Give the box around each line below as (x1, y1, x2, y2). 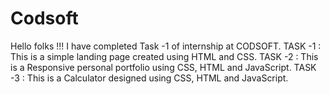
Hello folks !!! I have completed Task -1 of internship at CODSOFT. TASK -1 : (10, 40, 322, 52)
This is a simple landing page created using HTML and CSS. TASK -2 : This (10, 50, 319, 62)
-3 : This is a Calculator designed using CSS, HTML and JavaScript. (10, 72, 289, 84)
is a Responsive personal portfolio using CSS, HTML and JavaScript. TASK (10, 61, 317, 73)
